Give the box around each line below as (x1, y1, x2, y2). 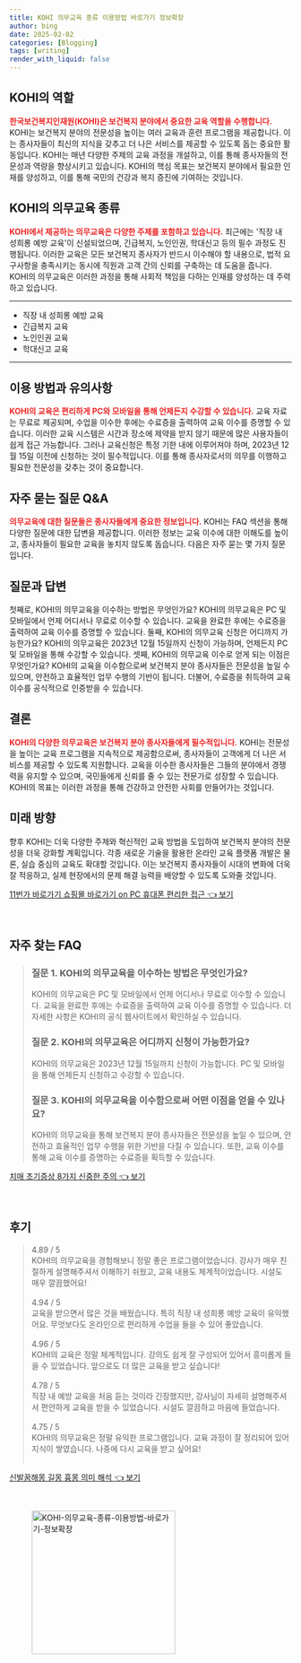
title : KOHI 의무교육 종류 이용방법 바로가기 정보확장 (9, 13, 185, 22)
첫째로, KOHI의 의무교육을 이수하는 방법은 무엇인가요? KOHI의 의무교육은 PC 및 (9, 605, 287, 615)
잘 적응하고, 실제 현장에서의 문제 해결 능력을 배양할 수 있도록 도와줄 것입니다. (9, 869, 277, 880)
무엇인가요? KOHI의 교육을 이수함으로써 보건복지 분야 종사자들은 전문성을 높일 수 (9, 660, 291, 671)
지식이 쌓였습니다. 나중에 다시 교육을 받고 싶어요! (30, 1443, 202, 1454)
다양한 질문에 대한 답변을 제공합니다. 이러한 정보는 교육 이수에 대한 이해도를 (9, 527, 272, 538)
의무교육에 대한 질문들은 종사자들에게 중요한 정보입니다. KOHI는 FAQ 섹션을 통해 (9, 517, 288, 527)
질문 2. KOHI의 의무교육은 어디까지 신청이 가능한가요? (30, 1036, 251, 1049)
